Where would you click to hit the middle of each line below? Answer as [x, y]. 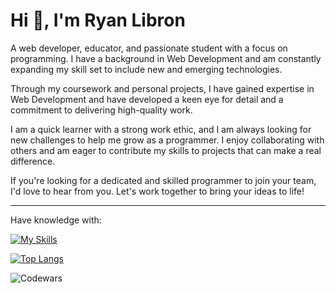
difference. [33, 161]
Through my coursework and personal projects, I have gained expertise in [162, 88]
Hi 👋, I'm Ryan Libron [98, 20]
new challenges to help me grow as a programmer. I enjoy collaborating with [167, 140]
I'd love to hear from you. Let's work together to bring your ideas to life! [157, 191]
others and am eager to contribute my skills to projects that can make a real [166, 150]
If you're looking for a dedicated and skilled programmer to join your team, [163, 180]
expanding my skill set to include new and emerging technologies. [146, 69]
